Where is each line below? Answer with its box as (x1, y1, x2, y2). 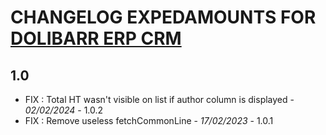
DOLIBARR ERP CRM (10, 27, 182, 50)
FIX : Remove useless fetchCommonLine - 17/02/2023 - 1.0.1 (24, 115, 274, 126)
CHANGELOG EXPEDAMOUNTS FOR (10, 6, 317, 29)
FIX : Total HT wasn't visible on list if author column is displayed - (24, 94, 295, 105)
